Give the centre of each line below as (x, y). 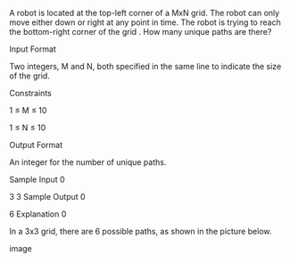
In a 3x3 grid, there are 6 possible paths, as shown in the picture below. (141, 231)
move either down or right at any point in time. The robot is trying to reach (145, 22)
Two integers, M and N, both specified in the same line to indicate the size (145, 66)
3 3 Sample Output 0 (48, 197)
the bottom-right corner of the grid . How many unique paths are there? (141, 32)
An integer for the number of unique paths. (88, 162)
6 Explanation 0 (38, 214)
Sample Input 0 (37, 179)
